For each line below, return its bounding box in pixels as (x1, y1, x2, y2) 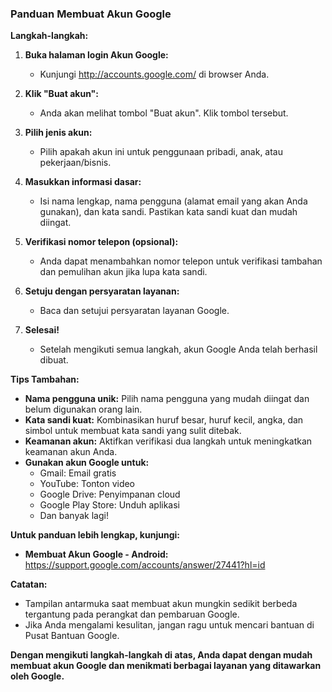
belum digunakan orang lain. (24, 403, 143, 416)
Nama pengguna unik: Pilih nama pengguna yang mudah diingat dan (24, 393, 310, 405)
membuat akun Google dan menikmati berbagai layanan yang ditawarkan (10, 660, 322, 672)
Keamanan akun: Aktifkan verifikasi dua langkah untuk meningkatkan (24, 435, 313, 447)
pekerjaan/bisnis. (39, 157, 112, 169)
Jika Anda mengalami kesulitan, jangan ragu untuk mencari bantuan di (24, 619, 315, 631)
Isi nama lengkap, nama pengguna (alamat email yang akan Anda (39, 195, 308, 207)
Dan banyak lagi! (39, 510, 109, 522)
